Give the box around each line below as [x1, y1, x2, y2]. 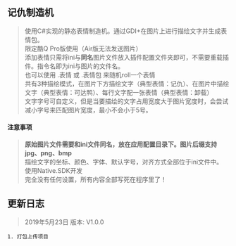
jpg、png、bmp [24, 149, 73, 157]
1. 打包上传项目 [7, 233, 49, 240]
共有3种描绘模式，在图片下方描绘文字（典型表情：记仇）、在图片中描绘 [24, 79, 230, 88]
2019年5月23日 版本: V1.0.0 [24, 217, 104, 226]
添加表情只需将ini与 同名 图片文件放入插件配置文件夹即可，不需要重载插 [24, 53, 229, 61]
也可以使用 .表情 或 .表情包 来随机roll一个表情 [24, 70, 156, 79]
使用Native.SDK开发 [24, 167, 83, 175]
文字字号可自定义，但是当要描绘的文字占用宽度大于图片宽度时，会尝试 [24, 97, 229, 105]
